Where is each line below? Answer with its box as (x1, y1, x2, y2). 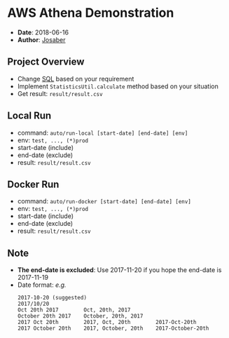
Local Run (7, 110, 52, 122)
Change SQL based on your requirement (17, 74, 134, 83)
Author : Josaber (17, 35, 66, 43)
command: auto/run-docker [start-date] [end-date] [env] (17, 197, 191, 205)
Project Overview (7, 56, 85, 68)
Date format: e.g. (17, 280, 67, 289)
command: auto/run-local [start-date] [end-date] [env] (17, 128, 188, 137)
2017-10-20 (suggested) (17, 295, 88, 302)
